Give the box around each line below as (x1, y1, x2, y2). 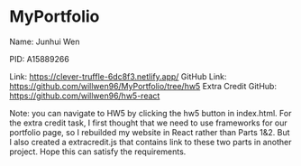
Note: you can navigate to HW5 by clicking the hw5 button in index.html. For (9, 107, 292, 118)
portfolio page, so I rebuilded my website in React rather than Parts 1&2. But (9, 126, 290, 137)
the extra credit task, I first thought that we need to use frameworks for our (9, 117, 288, 128)
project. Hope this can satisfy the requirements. (9, 146, 187, 157)
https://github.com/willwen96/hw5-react (9, 90, 160, 101)
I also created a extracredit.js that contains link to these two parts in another (9, 136, 292, 147)
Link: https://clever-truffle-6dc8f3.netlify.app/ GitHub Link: (9, 70, 227, 82)
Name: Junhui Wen (9, 36, 80, 47)
